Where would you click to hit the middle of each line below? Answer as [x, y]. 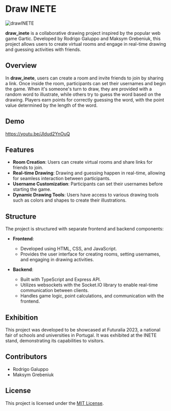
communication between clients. [55, 290]
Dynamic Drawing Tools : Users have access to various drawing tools [86, 195]
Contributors [26, 357]
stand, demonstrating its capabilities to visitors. [55, 341]
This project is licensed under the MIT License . [55, 403]
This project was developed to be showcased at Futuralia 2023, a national [83, 330]
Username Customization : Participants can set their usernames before [88, 184]
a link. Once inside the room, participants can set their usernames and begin [86, 83]
